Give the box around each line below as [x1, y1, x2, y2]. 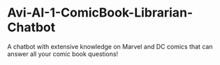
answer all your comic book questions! [7, 50, 119, 58]
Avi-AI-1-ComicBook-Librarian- [7, 5, 193, 21]
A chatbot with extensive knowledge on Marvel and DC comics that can [7, 42, 213, 50]
